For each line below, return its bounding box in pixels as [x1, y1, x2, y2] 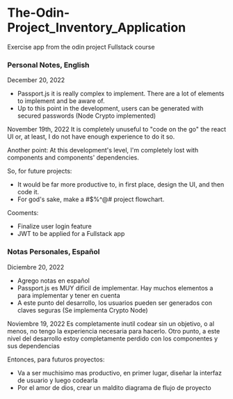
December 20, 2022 [7, 76, 65, 84]
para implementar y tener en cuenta [17, 291, 120, 299]
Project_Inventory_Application [7, 19, 186, 36]
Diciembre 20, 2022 [7, 263, 65, 271]
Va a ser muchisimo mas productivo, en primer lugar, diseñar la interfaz [17, 368, 223, 377]
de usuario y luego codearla [17, 376, 98, 384]
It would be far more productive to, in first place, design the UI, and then [17, 180, 225, 189]
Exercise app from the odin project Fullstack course [7, 42, 155, 51]
